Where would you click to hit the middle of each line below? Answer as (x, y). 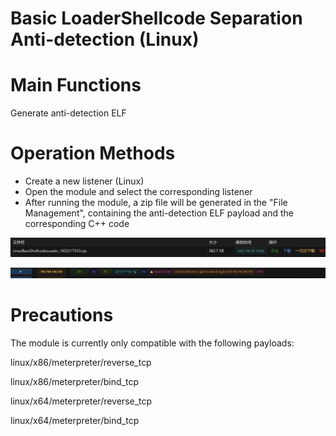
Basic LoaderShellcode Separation (156, 18)
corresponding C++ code (77, 224)
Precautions (62, 314)
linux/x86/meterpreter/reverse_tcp (81, 362)
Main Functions (76, 85)
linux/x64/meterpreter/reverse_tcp (81, 401)
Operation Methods (93, 153)
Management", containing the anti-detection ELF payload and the (159, 213)
